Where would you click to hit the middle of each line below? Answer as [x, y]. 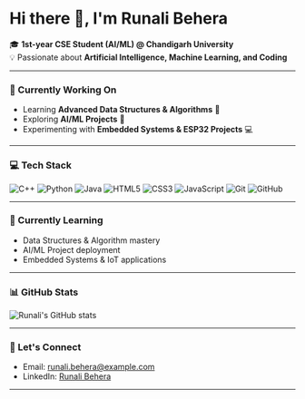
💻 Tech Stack [41, 165]
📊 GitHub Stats [44, 292]
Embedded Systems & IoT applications [94, 259]
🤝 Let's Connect [45, 347]
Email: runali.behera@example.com [89, 367]
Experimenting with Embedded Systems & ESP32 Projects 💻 [138, 130]
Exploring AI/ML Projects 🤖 [74, 119]
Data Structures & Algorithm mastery [91, 240]
